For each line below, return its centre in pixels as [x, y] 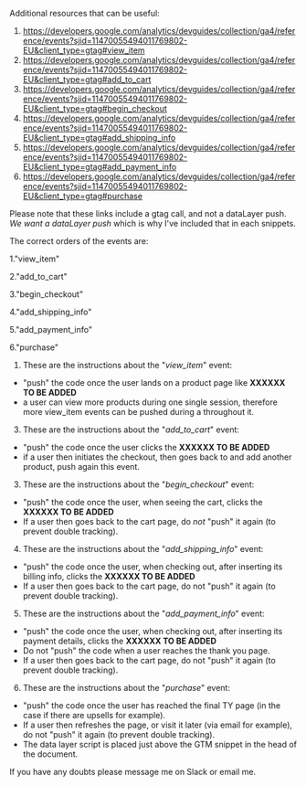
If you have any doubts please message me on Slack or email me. [133, 772]
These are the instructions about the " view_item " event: [127, 365]
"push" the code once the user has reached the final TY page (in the [152, 706]
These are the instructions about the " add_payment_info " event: [143, 613]
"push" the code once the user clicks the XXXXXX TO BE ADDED [146, 447]
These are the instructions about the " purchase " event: [127, 688]
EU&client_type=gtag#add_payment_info [100, 167]
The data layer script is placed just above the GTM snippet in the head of [159, 744]
